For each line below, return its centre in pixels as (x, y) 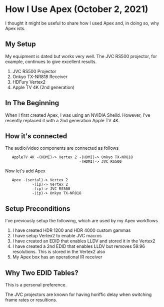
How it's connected (36, 136)
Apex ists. (15, 28)
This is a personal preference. (36, 285)
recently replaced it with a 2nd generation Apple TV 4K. (62, 120)
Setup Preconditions (38, 209)
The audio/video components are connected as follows (62, 148)
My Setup (20, 44)
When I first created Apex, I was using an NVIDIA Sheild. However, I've (78, 115)
